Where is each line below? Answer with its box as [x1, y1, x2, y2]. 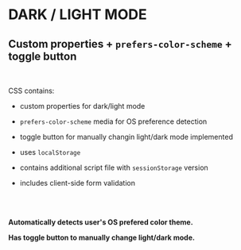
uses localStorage [19, 148, 81, 156]
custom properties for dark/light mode [19, 102, 146, 110]
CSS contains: [8, 86, 55, 95]
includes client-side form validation [19, 179, 135, 187]
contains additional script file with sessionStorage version [19, 163, 208, 172]
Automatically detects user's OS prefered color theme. [8, 217, 193, 227]
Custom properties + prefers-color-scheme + [8, 37, 232, 51]
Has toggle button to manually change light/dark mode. [8, 233, 195, 242]
